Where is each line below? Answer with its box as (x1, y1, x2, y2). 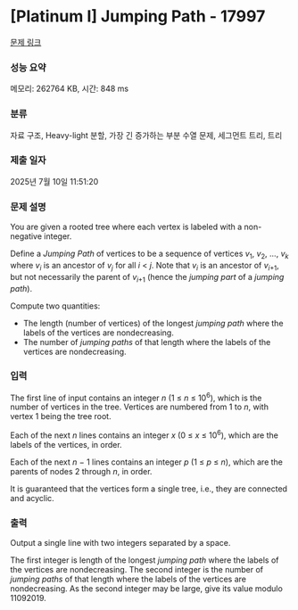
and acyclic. (10, 493, 54, 504)
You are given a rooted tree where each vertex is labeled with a (10, 221, 243, 233)
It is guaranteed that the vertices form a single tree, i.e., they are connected (10, 483, 288, 494)
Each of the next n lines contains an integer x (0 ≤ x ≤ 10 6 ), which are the (10, 428, 279, 441)
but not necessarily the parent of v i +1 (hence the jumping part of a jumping (10, 271, 285, 284)
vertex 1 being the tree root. (10, 411, 112, 422)
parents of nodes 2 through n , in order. (10, 466, 153, 477)
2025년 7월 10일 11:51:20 (10, 176, 99, 186)
